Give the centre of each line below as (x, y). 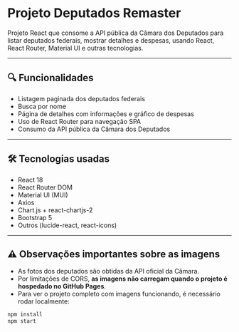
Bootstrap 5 (35, 217)
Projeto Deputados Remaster (94, 13)
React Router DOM (45, 187)
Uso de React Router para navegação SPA (79, 121)
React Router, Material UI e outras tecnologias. (75, 48)
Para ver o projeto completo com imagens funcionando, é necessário (119, 294)
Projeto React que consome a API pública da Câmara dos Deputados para (116, 33)
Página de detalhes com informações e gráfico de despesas (106, 114)
